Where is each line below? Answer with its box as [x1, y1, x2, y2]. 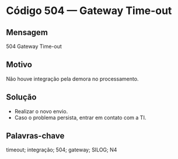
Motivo [6, 60, 32, 70]
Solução [6, 92, 37, 102]
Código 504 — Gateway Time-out [6, 4, 172, 18]
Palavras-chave [6, 131, 65, 141]
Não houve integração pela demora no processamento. [6, 75, 139, 82]
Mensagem [6, 27, 48, 37]
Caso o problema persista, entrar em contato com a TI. [14, 114, 146, 121]
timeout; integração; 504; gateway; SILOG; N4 [6, 146, 117, 153]
